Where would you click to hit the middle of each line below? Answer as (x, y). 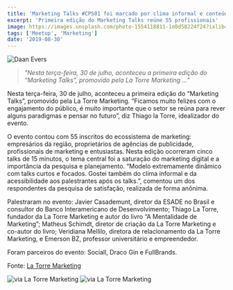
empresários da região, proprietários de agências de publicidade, (101, 144)
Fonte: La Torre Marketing (44, 266)
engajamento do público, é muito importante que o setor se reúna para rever (116, 108)
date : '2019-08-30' (35, 40)
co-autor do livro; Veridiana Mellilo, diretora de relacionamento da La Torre (114, 232)
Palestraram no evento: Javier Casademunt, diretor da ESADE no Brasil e (111, 202)
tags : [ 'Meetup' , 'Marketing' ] (52, 33)
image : (17, 26)
